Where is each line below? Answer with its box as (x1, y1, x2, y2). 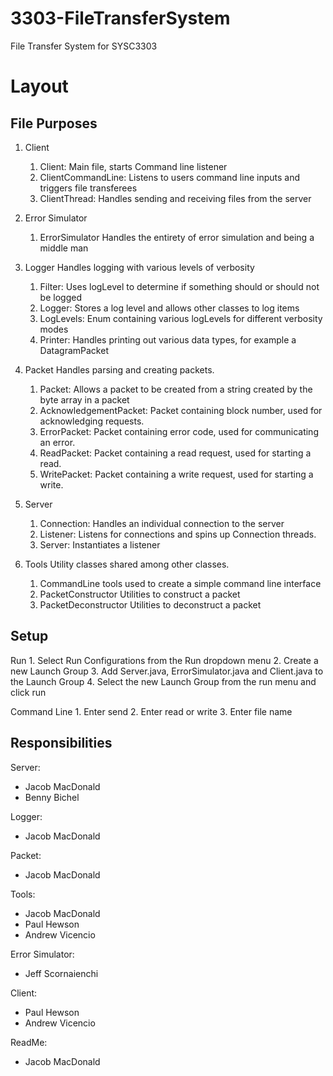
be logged (39, 291, 82, 303)
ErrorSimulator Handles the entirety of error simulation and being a (39, 231, 315, 243)
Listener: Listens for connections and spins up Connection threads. (39, 528, 317, 540)
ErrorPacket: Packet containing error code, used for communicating (39, 425, 319, 437)
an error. (39, 436, 76, 448)
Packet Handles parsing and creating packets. (24, 363, 215, 376)
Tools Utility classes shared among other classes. (24, 558, 230, 570)
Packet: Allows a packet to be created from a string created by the (39, 383, 313, 395)
